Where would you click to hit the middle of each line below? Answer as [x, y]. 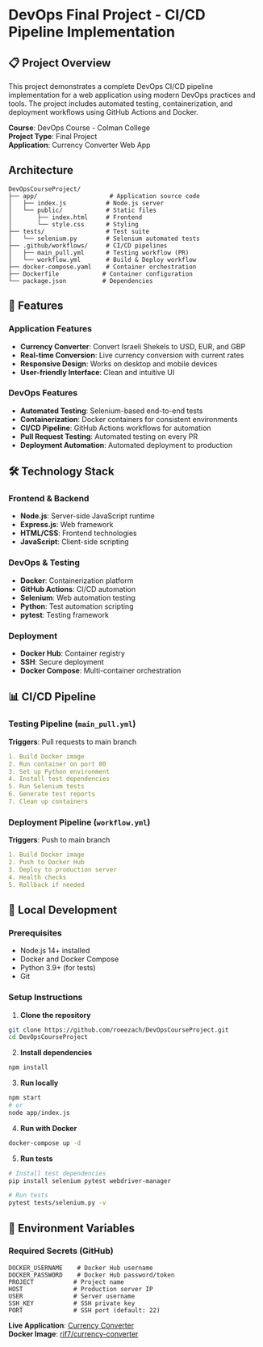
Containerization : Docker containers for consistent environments [129, 419]
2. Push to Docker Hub [46, 863]
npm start [25, 1098]
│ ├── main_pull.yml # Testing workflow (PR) [99, 252]
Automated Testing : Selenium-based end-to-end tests [111, 411]
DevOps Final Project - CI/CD [107, 15]
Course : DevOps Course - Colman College [79, 128]
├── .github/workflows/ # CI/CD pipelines [88, 245]
